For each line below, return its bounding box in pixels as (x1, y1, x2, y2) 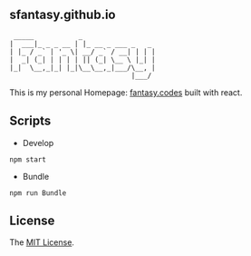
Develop (22, 137, 54, 148)
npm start (9, 154, 47, 164)
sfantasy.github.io (9, 7, 116, 23)
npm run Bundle (9, 188, 67, 198)
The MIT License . (9, 237, 75, 248)
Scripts (9, 113, 52, 129)
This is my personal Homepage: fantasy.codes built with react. (9, 86, 243, 98)
